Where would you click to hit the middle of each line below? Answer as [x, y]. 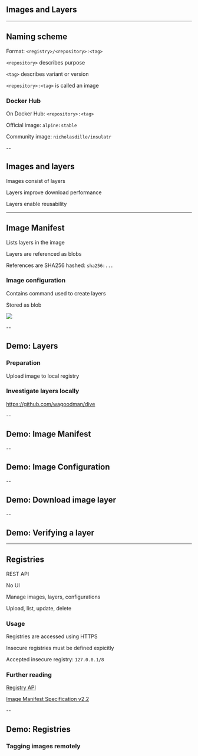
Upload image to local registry [43, 376]
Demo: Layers [32, 346]
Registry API [21, 688]
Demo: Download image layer [61, 500]
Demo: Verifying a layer [50, 533]
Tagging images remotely [43, 746]
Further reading [29, 675]
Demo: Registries [38, 729]
